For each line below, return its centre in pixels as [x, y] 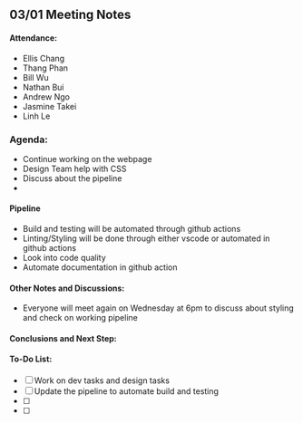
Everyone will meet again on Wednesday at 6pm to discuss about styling [158, 308]
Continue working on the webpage [87, 159]
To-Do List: [31, 359]
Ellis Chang [44, 58]
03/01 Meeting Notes [70, 15]
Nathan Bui [43, 87]
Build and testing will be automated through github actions [132, 229]
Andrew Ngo [46, 96]
